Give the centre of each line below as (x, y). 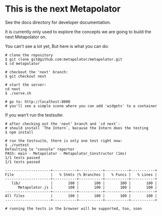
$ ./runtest (17, 145)
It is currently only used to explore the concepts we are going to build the (78, 31)
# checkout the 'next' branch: (37, 72)
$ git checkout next (26, 76)
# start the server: (26, 85)
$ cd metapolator (23, 63)
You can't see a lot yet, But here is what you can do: (57, 46)
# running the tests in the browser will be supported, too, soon (73, 208)
